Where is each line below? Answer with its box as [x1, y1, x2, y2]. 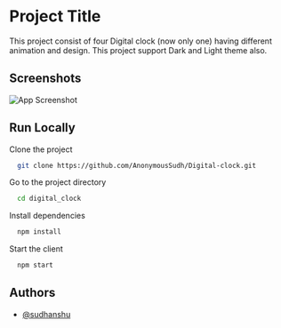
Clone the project [9, 144, 73, 155]
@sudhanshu [21, 308, 71, 319]
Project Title [9, 6, 101, 27]
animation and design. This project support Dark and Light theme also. [9, 44, 268, 55]
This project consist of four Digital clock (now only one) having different [9, 36, 273, 46]
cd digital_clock [17, 194, 82, 204]
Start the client [9, 244, 64, 254]
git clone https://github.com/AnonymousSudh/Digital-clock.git [17, 161, 256, 170]
